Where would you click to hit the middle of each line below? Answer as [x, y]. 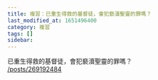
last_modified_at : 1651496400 [52, 21]
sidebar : [20, 40]
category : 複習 [29, 27]
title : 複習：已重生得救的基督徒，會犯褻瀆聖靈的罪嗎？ [79, 14]
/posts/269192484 [35, 69]
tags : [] [20, 34]
